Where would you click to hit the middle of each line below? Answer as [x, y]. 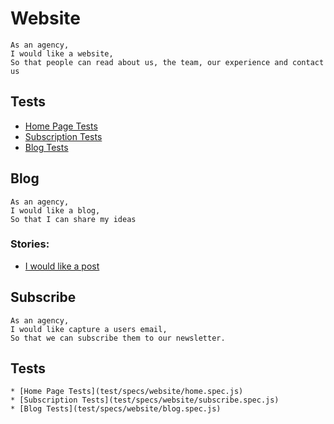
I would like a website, [62, 53]
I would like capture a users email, [89, 329]
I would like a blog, [55, 210]
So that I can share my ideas [73, 219]
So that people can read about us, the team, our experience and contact [167, 62]
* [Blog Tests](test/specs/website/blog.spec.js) [116, 409]
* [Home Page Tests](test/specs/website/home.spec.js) [127, 392]
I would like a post [62, 266]
